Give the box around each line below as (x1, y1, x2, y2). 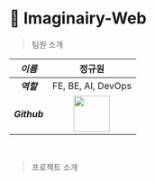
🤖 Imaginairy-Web (9, 8, 147, 29)
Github (14, 107, 44, 120)
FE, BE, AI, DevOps (52, 79, 132, 92)
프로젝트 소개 (31, 161, 78, 172)
